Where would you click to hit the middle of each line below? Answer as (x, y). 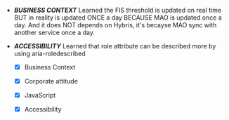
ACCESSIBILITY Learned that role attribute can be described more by (115, 46)
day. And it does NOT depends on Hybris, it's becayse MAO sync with (115, 25)
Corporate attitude (51, 81)
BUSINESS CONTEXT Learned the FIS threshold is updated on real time (118, 10)
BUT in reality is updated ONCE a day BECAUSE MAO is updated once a (118, 18)
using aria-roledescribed (50, 53)
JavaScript (40, 95)
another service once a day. (54, 32)
